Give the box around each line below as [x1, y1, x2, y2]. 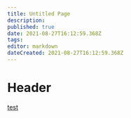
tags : [7, 37, 23, 44]
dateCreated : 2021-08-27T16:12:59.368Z [7, 50, 124, 57]
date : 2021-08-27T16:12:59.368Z [7, 29, 102, 37]
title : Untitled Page [7, 10, 71, 18]
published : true [7, 23, 55, 30]
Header [7, 80, 51, 96]
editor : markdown [7, 43, 58, 50]
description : [7, 17, 46, 24]
